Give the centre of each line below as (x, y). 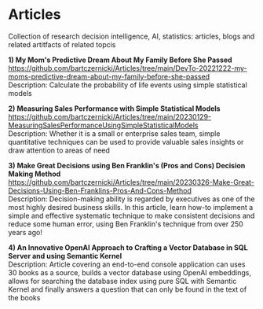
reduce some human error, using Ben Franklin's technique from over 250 (126, 224)
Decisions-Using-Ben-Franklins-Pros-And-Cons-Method (100, 190)
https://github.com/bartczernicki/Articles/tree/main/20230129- (110, 116)
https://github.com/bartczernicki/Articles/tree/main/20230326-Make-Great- (131, 182)
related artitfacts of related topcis (62, 44)
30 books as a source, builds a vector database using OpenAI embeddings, (130, 272)
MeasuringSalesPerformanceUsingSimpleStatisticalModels (103, 125)
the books (24, 297)
